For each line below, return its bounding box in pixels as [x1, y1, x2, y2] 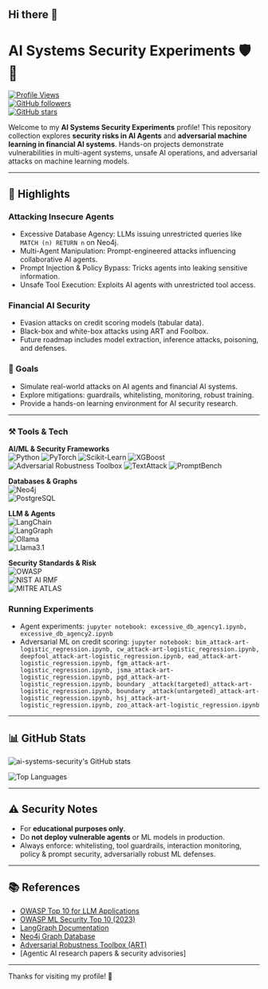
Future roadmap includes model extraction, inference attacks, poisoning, [19, 335, 259, 345]
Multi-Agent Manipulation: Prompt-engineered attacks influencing [19, 246, 237, 256]
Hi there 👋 [8, 8, 58, 22]
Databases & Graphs [8, 476, 78, 486]
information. [19, 272, 60, 282]
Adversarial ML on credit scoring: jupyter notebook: [19, 637, 193, 647]
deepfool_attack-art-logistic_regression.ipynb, [19, 652, 185, 660]
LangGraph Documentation [19, 923, 109, 932]
